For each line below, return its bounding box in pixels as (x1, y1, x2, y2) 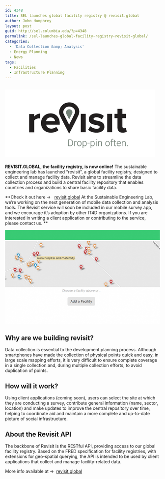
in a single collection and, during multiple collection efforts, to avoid (5, 363, 142, 368)
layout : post (5, 24, 32, 28)
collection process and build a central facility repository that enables (5, 179, 144, 185)
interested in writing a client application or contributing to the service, (5, 215, 146, 221)
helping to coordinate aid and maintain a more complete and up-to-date (5, 411, 150, 417)
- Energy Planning (9, 49, 48, 54)
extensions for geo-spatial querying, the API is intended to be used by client (5, 453, 159, 459)
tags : (5, 59, 16, 65)
